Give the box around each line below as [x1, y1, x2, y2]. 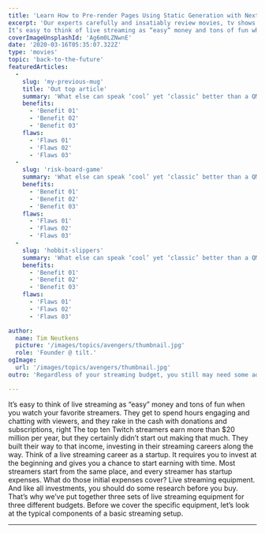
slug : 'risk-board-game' [22, 166, 104, 174]
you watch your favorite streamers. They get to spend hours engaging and [8, 407, 250, 417]
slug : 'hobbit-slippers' [22, 246, 104, 254]
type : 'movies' [8, 48, 58, 56]
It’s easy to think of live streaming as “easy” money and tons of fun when [8, 400, 245, 409]
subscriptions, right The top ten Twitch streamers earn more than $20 [8, 424, 235, 434]
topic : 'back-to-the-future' [8, 56, 104, 64]
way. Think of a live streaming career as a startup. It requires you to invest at [8, 449, 257, 459]
